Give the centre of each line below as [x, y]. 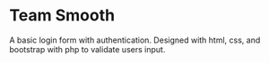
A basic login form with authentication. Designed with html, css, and [135, 40]
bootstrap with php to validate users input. [87, 49]
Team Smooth [62, 16]
